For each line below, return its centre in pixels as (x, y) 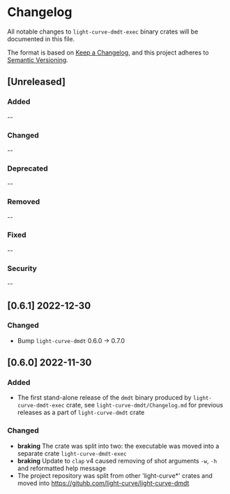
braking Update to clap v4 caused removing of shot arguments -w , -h (117, 460)
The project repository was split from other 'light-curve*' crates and (115, 475)
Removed (24, 202)
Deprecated (28, 168)
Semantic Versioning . (38, 59)
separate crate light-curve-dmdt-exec (72, 453)
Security (22, 268)
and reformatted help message (62, 468)
